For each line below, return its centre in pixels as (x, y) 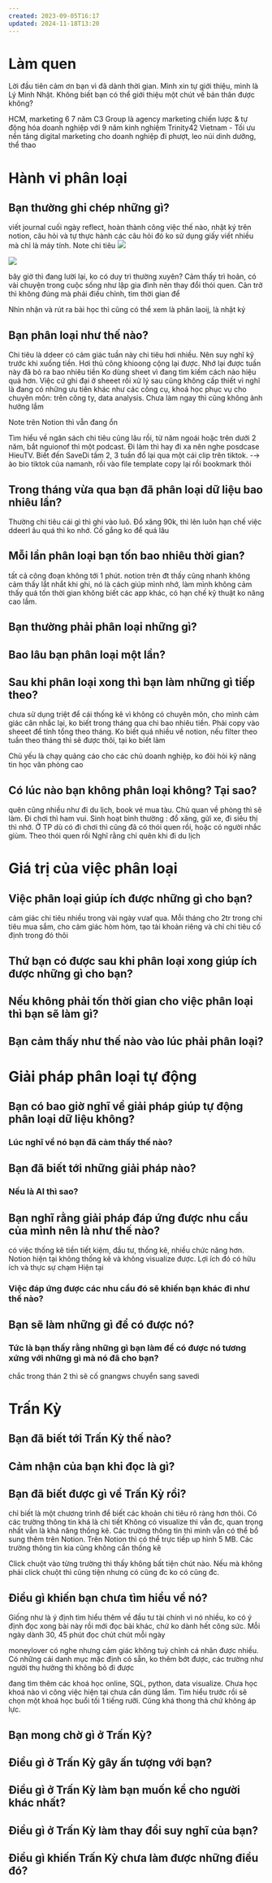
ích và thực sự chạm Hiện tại (56, 1268)
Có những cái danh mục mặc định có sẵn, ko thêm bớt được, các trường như (136, 1660)
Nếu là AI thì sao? (43, 1191)
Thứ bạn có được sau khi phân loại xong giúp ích (133, 961)
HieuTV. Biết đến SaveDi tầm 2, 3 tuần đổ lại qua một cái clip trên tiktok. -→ (134, 455)
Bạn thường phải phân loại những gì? (103, 627)
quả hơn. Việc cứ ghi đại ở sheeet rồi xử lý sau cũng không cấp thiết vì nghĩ (134, 381)
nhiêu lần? (35, 502)
